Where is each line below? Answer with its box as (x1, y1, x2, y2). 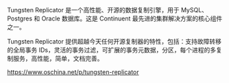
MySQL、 (180, 6, 208, 14)
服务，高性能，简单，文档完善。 (12, 54, 104, 63)
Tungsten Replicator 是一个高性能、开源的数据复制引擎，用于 (7, 6, 180, 14)
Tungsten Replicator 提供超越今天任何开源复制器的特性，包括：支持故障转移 (7, 37, 221, 46)
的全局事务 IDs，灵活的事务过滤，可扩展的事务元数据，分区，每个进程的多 (7, 46, 217, 54)
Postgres (7, 14, 33, 22)
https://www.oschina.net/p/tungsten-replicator (7, 68, 139, 76)
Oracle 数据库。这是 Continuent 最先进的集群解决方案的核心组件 (41, 14, 223, 22)
